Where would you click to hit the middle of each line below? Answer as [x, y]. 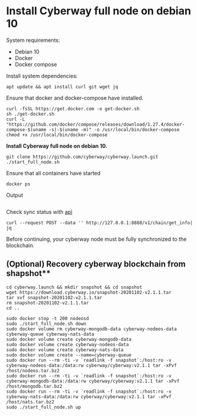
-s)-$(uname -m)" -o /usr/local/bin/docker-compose [114, 129]
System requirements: [33, 40]
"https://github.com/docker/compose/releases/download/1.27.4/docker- [96, 124]
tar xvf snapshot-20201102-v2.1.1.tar [54, 297]
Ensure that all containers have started [54, 173]
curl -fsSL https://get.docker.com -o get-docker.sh [73, 108]
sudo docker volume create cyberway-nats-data [65, 350]
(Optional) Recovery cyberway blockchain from [96, 264]
